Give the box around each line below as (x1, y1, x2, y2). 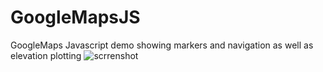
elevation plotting (10, 49, 82, 61)
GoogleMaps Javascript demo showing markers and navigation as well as (10, 39, 314, 51)
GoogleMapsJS (10, 6, 141, 29)
